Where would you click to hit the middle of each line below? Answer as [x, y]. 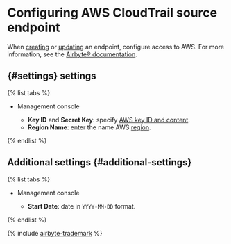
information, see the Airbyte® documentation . [72, 54]
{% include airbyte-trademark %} [55, 233]
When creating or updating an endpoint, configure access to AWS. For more [115, 47]
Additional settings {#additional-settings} [100, 162]
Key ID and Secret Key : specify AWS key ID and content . [109, 120]
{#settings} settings [52, 76]
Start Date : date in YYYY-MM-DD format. [82, 206]
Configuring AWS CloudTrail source [112, 13]
